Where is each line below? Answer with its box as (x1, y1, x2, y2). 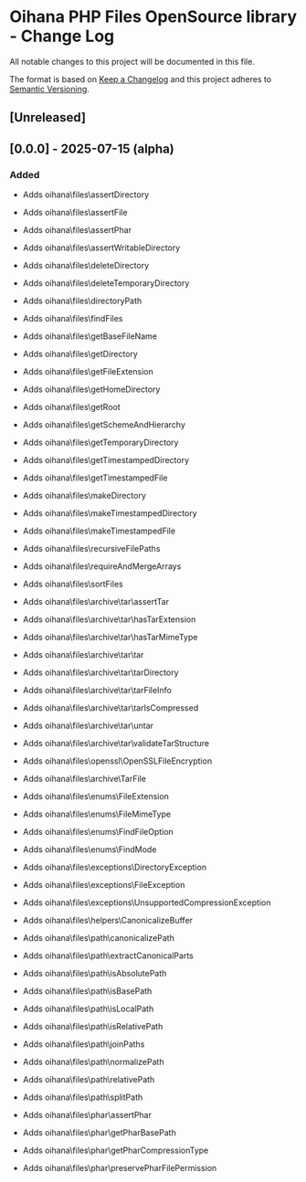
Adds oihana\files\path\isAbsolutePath (22, 968, 167, 979)
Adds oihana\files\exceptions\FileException (22, 880, 185, 891)
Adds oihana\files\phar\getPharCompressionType (22, 1145, 209, 1156)
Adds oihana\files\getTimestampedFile (22, 472, 168, 483)
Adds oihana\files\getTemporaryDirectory (22, 437, 179, 449)
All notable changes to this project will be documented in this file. (9, 56, 256, 67)
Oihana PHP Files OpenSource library (9, 6, 298, 27)
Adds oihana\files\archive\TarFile (22, 774, 146, 785)
